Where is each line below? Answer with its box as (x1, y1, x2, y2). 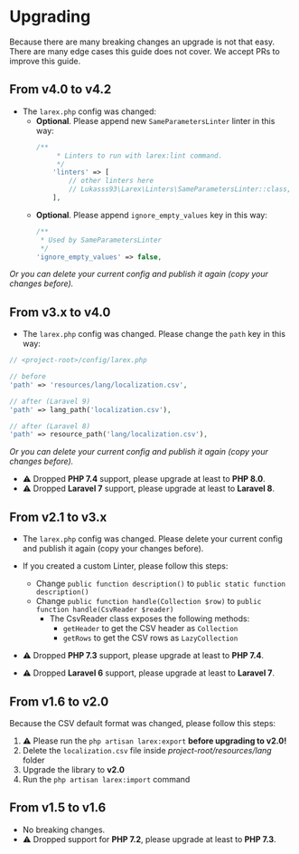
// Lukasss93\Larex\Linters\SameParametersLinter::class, (68, 185, 292, 194)
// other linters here (68, 177, 154, 186)
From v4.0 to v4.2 (9, 82, 112, 97)
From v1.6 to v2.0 (9, 694, 109, 709)
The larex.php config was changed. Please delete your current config (22, 533, 283, 544)
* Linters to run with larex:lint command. (56, 151, 223, 160)
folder (22, 754, 45, 765)
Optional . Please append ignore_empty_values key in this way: (35, 209, 268, 220)
